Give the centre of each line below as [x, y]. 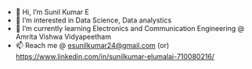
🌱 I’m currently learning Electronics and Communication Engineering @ [130, 28]
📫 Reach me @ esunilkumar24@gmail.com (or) [92, 45]
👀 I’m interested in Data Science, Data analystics [94, 20]
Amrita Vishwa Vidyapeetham [63, 36]
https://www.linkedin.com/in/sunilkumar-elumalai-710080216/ [115, 57]
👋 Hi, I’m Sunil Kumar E [52, 12]
